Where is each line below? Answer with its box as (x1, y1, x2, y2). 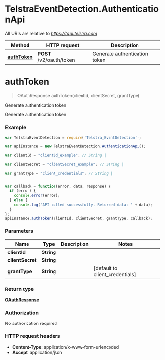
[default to (93, 265, 118, 272)
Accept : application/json (12, 349, 62, 355)
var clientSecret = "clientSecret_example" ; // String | (5, 162, 124, 167)
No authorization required (5, 321, 57, 326)
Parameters (5, 228, 33, 235)
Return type (5, 286, 34, 292)
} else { (9, 198, 27, 203)
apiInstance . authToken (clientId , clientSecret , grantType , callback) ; (5, 216, 153, 221)
